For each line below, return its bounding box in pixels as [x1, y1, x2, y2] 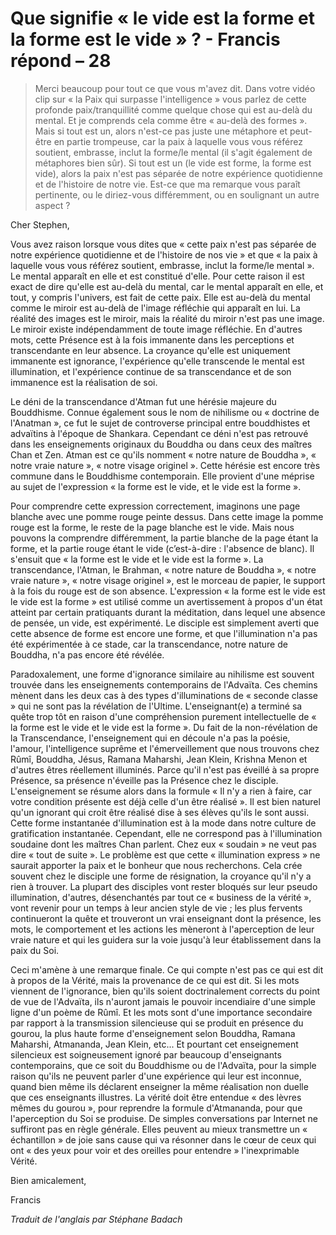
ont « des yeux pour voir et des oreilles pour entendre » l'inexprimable [10, 1144, 300, 1156]
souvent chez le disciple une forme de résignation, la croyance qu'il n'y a [10, 870, 312, 882]
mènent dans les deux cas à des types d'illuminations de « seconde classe [10, 689, 318, 701]
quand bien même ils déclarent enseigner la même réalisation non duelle [10, 1080, 309, 1092]
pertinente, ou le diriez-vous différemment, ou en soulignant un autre [34, 188, 320, 201]
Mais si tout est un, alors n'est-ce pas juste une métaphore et [34, 125, 288, 137]
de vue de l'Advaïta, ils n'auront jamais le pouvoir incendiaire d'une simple [10, 995, 317, 1007]
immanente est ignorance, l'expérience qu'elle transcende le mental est [10, 355, 305, 367]
